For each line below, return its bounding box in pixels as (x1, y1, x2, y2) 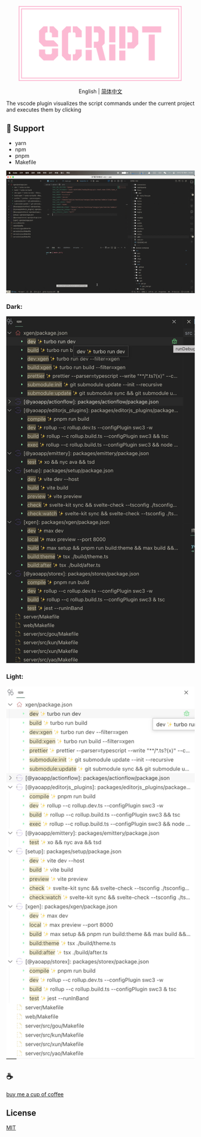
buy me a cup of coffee (6, 1090, 64, 1097)
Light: (6, 672, 24, 681)
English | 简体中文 (78, 88, 123, 95)
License (6, 1108, 36, 1118)
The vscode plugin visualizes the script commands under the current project (6, 100, 195, 107)
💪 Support (6, 124, 45, 134)
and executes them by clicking (6, 106, 82, 113)
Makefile (14, 158, 36, 166)
